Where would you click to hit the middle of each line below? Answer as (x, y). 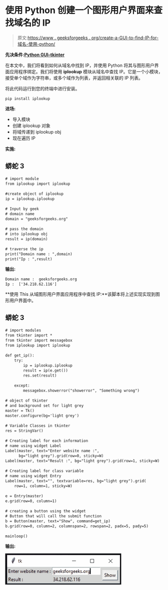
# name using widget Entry (33, 476)
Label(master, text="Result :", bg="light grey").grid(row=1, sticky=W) (82, 461)
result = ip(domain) (27, 239)
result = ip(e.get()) (46, 370)
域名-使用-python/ (36, 44)
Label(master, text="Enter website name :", (52, 451)
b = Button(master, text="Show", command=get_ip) (58, 521)
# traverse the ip (24, 249)
